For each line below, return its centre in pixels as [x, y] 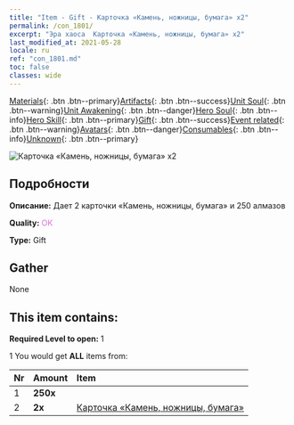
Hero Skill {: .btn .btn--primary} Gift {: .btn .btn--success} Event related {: [155, 119]
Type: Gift [28, 240]
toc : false [29, 68]
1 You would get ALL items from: [69, 356]
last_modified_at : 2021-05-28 [65, 42]
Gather [29, 268]
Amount [50, 378]
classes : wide [36, 76]
